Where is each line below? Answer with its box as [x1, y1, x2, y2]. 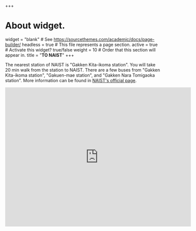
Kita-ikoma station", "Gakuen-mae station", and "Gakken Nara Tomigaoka [5, 72, 155, 78]
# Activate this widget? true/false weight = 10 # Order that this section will [5, 46, 156, 52]
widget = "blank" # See [5, 36, 53, 42]
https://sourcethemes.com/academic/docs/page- [53, 36, 155, 42]
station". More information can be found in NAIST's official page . [5, 77, 137, 83]
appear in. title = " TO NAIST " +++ [5, 52, 74, 58]
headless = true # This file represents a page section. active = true [22, 42, 158, 47]
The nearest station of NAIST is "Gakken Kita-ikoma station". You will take [5, 61, 156, 67]
